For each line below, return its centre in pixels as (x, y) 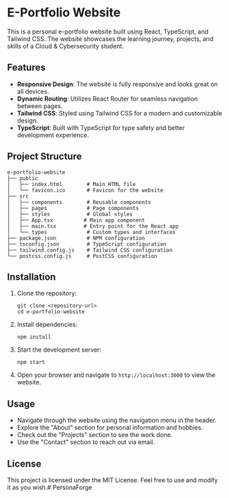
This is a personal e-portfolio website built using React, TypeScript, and (108, 31)
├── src (18, 196)
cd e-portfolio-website (51, 312)
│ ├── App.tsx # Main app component (76, 220)
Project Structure (44, 156)
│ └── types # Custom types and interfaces (91, 232)
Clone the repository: (47, 293)
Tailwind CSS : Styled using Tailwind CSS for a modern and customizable (119, 113)
